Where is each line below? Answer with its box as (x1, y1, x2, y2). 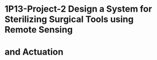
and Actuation (4, 46, 64, 58)
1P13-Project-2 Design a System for (4, 3, 153, 15)
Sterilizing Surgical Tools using (4, 14, 134, 25)
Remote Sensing (4, 24, 73, 35)
